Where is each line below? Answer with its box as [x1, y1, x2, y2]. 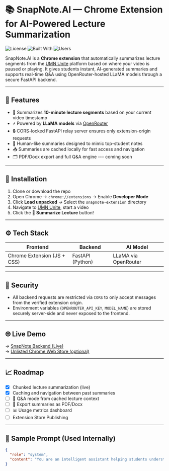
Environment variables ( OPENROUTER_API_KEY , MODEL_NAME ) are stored [12, 305, 151, 311]
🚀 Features [5, 96, 40, 105]
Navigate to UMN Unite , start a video [12, 204, 89, 210]
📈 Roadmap [5, 368, 44, 377]
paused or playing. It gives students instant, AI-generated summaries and [5, 66, 157, 72]
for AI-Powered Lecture [5, 18, 106, 30]
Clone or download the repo [12, 188, 71, 194]
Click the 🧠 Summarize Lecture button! [12, 209, 94, 215]
